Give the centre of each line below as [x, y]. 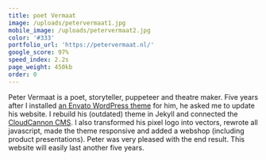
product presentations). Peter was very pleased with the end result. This [126, 139]
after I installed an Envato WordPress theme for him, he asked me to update [132, 105]
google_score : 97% [39, 52]
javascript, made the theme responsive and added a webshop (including [126, 131]
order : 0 [23, 74]
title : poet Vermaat [42, 15]
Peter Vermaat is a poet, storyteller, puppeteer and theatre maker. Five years [133, 97]
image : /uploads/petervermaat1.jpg [67, 23]
